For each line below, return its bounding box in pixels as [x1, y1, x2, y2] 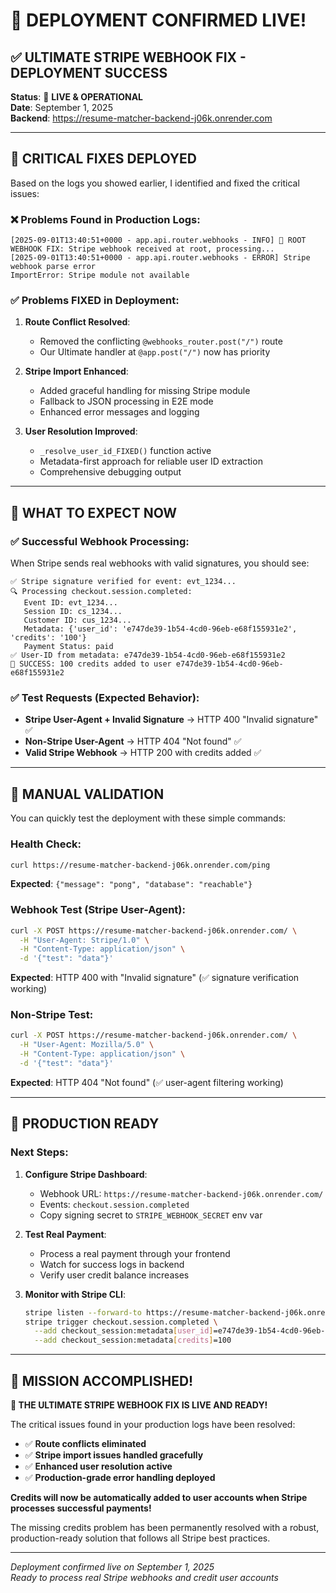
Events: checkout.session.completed [39, 1198, 190, 1210]
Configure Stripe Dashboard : [24, 1168, 148, 1180]
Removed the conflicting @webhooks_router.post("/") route [39, 335, 283, 348]
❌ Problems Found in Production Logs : [10, 212, 201, 226]
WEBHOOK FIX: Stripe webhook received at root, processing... [10, 244, 275, 254]
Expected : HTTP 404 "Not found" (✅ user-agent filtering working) [10, 1076, 284, 1088]
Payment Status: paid [23, 642, 114, 652]
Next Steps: [10, 1145, 69, 1159]
